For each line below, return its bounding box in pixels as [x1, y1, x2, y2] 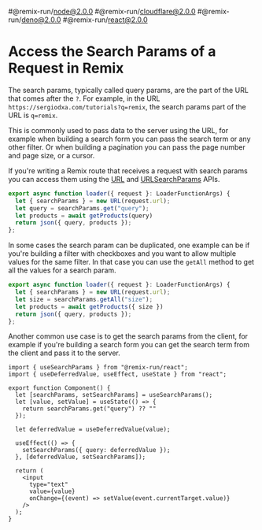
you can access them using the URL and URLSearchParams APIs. [8, 174, 220, 183]
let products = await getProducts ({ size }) [15, 302, 164, 310]
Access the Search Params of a [8, 43, 216, 61]
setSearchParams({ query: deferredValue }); [22, 447, 171, 454]
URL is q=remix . [8, 110, 58, 120]
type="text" [28, 480, 68, 489]
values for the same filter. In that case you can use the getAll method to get [8, 258, 254, 267]
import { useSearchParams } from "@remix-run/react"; [8, 364, 189, 372]
